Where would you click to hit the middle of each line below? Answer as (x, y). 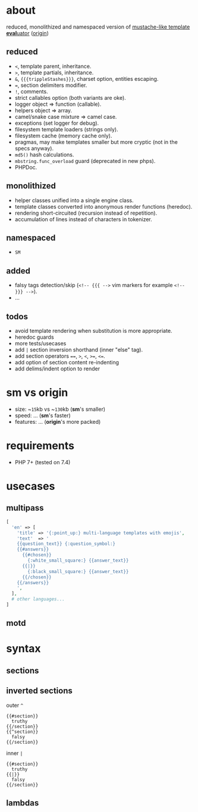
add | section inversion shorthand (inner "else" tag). (79, 350)
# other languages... (38, 599)
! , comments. (32, 91)
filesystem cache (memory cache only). (63, 136)
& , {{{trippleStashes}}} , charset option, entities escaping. (87, 78)
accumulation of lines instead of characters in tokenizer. (84, 219)
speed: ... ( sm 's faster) (43, 415)
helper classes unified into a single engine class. (74, 200)
